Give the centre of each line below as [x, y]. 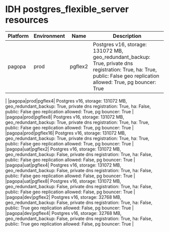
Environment [49, 36]
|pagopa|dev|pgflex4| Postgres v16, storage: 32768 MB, [63, 213]
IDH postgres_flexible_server [67, 9]
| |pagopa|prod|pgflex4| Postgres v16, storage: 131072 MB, [66, 101]
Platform [18, 36]
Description [127, 36]
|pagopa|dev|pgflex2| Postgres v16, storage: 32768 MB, [63, 197]
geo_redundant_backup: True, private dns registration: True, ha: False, [78, 106]
